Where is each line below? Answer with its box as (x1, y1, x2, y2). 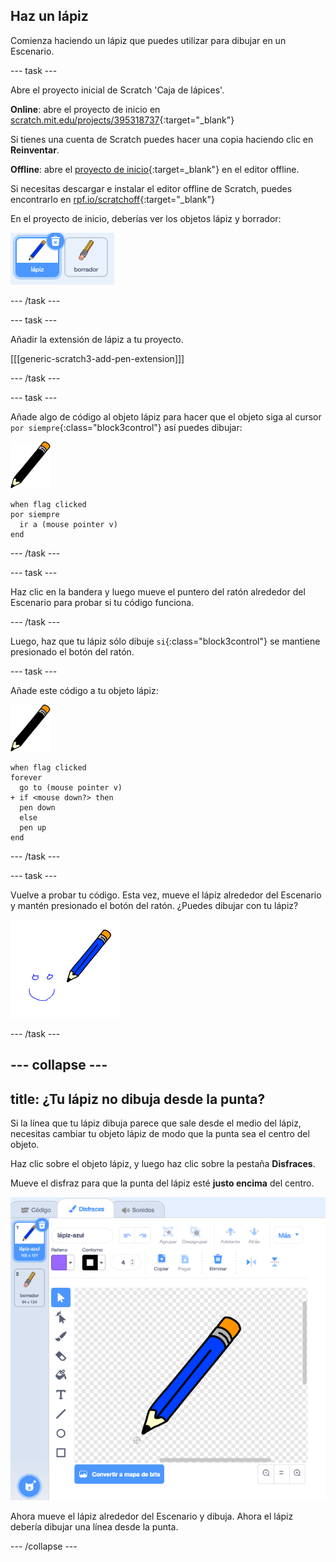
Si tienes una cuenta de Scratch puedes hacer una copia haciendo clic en (10, 133, 314, 145)
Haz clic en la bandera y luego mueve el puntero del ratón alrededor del (10, 585, 306, 598)
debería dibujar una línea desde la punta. (10, 1520, 179, 1533)
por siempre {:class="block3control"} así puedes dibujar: (10, 421, 243, 433)
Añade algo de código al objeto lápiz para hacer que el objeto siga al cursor (10, 410, 322, 423)
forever (10, 772, 43, 783)
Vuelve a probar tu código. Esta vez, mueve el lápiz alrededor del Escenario (10, 889, 322, 901)
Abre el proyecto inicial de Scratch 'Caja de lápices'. (10, 84, 225, 96)
